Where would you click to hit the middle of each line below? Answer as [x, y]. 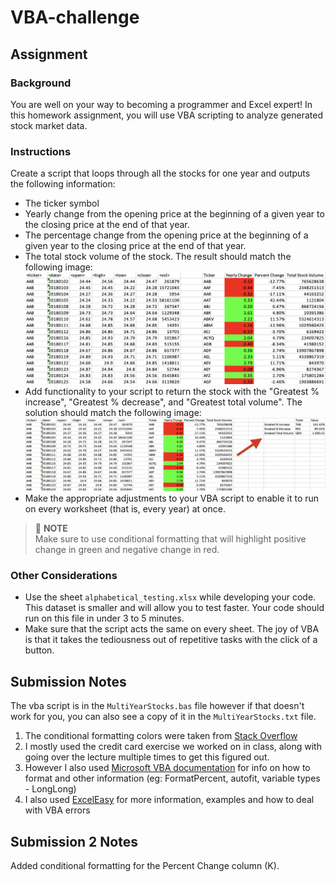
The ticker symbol [62, 203]
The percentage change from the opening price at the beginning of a [166, 235]
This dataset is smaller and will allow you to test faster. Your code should [174, 608]
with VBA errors [57, 810]
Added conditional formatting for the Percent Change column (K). [145, 865]
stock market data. [49, 125]
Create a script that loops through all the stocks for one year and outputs [160, 173]
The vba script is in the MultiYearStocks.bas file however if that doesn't [157, 706]
